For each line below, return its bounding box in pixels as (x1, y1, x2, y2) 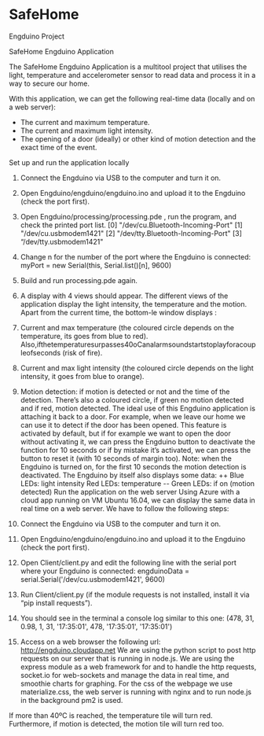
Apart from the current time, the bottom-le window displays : (20, 307, 217, 317)
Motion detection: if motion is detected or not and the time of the (20, 387, 230, 396)
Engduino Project (9, 31, 65, 41)
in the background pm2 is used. (20, 695, 123, 705)
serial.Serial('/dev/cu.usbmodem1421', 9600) (20, 574, 166, 583)
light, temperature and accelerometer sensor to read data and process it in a (9, 70, 256, 79)
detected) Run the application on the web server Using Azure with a (20, 487, 240, 496)
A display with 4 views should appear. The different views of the (20, 291, 229, 300)
